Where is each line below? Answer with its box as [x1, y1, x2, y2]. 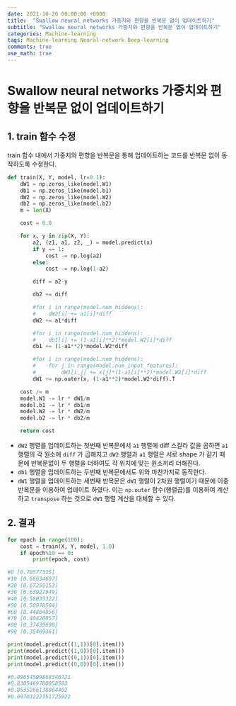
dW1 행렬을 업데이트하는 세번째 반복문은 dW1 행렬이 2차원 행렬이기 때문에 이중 [17, 476, 230, 485]
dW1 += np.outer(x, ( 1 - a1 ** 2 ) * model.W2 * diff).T [33, 375, 175, 383]
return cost [20, 427, 55, 435]
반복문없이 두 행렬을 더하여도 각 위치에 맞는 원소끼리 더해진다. [30, 459, 201, 467]
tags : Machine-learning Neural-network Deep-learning [7, 37, 170, 44]
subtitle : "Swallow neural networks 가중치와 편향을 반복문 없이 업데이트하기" [7, 23, 221, 30]
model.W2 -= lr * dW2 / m [20, 408, 90, 415]
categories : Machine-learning [7, 30, 97, 38]
